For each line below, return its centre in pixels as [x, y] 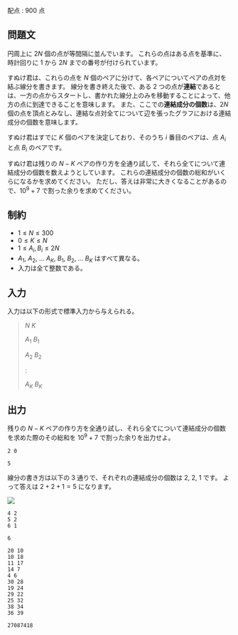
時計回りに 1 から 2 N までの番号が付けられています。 [85, 62]
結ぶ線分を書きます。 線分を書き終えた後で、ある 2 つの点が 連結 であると [114, 86]
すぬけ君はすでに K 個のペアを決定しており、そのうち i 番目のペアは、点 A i [117, 138]
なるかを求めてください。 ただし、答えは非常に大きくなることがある [120, 182]
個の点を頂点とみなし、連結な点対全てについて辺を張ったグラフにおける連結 [119, 113]
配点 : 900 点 [26, 10]
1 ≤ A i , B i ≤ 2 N [38, 249]
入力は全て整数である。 [52, 268]
